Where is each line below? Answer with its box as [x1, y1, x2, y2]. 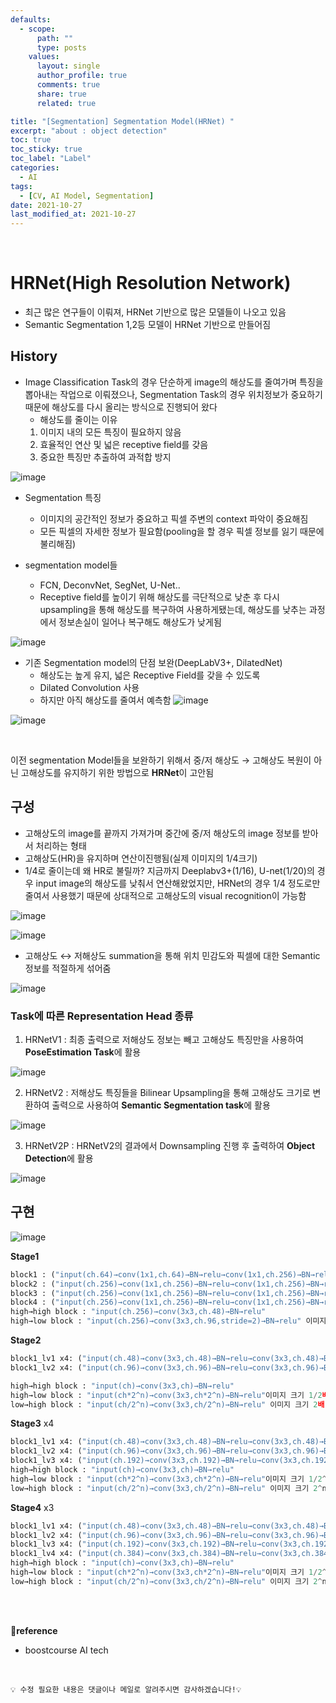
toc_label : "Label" [10, 154, 92, 164]
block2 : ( [10, 1279, 56, 1289]
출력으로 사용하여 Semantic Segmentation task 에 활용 [51, 1099, 271, 1111]
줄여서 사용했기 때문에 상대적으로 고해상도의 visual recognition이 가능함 [24, 889, 307, 901]
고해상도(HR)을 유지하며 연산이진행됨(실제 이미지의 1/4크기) [24, 852, 258, 864]
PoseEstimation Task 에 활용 [24, 1046, 142, 1058]
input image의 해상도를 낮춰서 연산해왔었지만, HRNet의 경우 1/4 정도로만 [35, 877, 321, 889]
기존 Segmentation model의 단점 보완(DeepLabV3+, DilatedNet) [24, 656, 283, 668]
